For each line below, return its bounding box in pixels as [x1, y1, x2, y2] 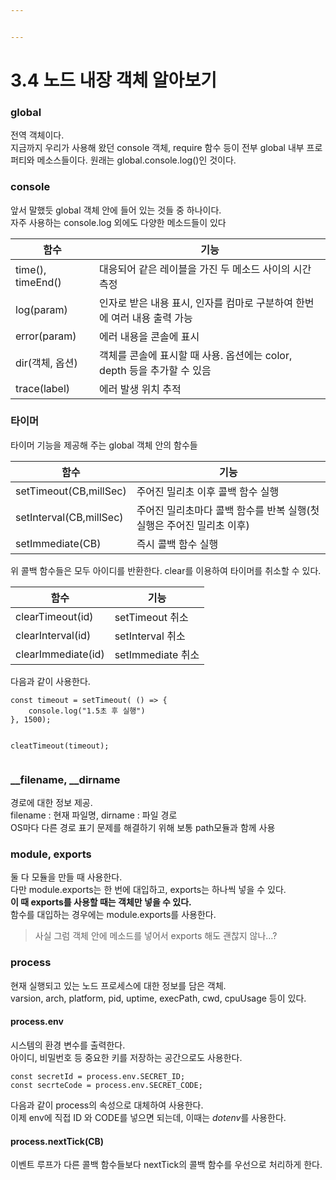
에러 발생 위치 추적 [99, 382, 182, 396]
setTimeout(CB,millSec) [15, 484, 127, 498]
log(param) [15, 302, 68, 316]
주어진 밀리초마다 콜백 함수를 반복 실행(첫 [136, 503, 320, 517]
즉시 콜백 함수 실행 [136, 537, 219, 551]
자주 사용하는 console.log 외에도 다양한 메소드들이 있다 [10, 216, 227, 228]
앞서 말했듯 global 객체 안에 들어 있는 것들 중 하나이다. [10, 204, 222, 216]
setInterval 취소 [114, 629, 186, 643]
